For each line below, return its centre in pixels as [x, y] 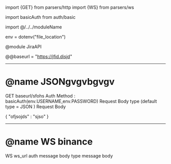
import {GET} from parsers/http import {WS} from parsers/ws [70, 7]
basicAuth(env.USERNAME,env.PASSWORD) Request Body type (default [81, 101]
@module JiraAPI [23, 47]
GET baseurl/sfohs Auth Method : [40, 95]
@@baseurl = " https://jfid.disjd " [39, 56]
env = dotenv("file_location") [36, 37]
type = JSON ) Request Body [36, 107]
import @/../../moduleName [34, 27]
